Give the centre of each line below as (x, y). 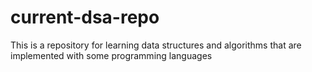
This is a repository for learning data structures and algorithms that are (156, 45)
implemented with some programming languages (111, 55)
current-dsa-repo (85, 17)
